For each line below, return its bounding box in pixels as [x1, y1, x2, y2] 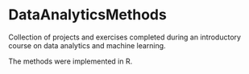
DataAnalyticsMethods [8, 6, 167, 24]
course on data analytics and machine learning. [8, 40, 167, 50]
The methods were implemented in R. [8, 56, 133, 66]
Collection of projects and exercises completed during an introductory [8, 32, 242, 42]
